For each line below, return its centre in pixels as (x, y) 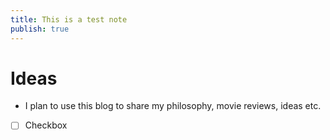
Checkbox (46, 125)
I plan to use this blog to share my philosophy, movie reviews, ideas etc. (173, 106)
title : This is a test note (69, 19)
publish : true (40, 29)
